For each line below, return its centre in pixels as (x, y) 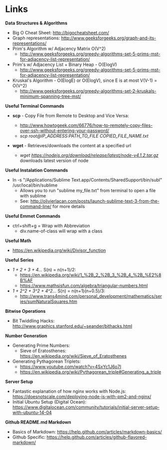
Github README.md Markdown (38, 422)
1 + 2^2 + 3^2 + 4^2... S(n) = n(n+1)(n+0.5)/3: (59, 291)
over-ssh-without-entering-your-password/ (65, 130)
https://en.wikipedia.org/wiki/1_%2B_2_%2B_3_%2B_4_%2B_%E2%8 (90, 275)
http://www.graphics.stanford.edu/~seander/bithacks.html (72, 326)
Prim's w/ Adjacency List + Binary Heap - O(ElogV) (65, 64)
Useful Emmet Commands (33, 216)
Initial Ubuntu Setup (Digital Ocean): (49, 402)
